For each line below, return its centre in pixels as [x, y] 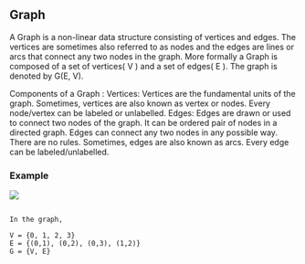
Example [29, 175]
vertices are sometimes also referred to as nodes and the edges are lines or [152, 47]
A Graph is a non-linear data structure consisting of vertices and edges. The [153, 37]
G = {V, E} [30, 252]
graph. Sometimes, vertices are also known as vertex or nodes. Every [140, 103]
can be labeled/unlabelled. [59, 152]
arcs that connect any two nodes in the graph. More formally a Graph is [144, 56]
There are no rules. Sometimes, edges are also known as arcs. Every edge [149, 142]
